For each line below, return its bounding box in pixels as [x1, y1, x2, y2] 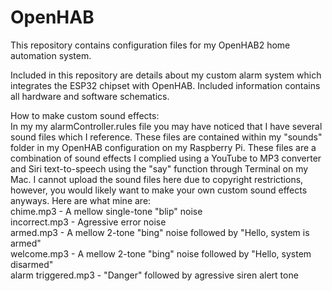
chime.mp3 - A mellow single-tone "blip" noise [10, 205, 203, 217]
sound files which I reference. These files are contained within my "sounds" [10, 131, 323, 143]
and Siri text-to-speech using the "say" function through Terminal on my [10, 162, 309, 175]
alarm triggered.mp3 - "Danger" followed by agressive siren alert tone [10, 269, 299, 281]
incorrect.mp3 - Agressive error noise [10, 216, 167, 228]
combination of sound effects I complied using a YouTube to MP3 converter [10, 152, 322, 164]
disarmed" [10, 258, 54, 270]
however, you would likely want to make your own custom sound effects [10, 184, 308, 196]
